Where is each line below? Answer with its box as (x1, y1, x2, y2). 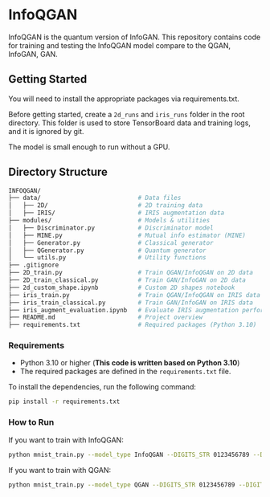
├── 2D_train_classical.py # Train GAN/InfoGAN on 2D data (8, 276, 247, 284)
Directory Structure (8, 165, 108, 179)
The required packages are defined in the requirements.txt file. (19, 367, 231, 377)
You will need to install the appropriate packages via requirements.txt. (8, 94, 239, 104)
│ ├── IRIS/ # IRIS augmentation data (8, 209, 225, 218)
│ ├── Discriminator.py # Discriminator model (8, 223, 215, 232)
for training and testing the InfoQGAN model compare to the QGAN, (8, 40, 231, 50)
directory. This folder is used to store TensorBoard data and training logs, (8, 118, 252, 128)
